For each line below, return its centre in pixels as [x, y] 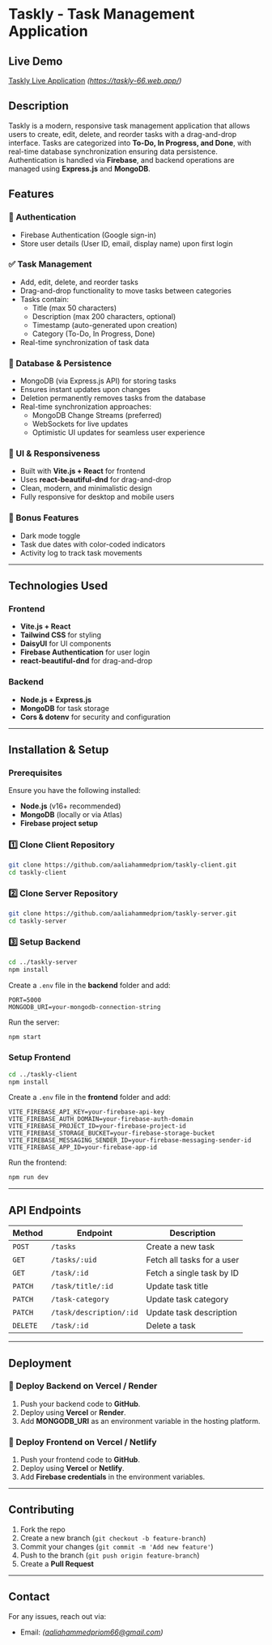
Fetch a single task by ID [192, 1273]
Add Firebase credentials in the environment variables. [113, 1477]
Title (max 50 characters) [74, 308]
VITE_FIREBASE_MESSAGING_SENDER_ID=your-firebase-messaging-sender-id [130, 1140]
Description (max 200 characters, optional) [104, 316]
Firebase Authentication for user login [85, 652]
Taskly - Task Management [102, 14]
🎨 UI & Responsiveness [55, 454]
